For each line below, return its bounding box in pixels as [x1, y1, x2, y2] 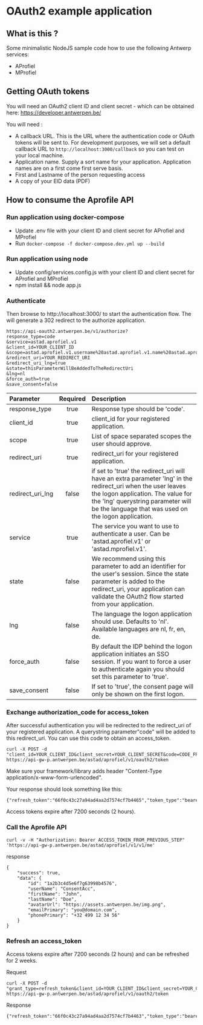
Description [91, 395, 126, 403]
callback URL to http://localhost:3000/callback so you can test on [14, 145, 184, 152]
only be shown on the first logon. [91, 690, 185, 698]
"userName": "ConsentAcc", [28, 885, 96, 892]
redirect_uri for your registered [91, 450, 179, 458]
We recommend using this [91, 555, 166, 563]
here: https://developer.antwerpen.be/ [6, 109, 101, 116]
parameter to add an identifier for [91, 562, 186, 571]
